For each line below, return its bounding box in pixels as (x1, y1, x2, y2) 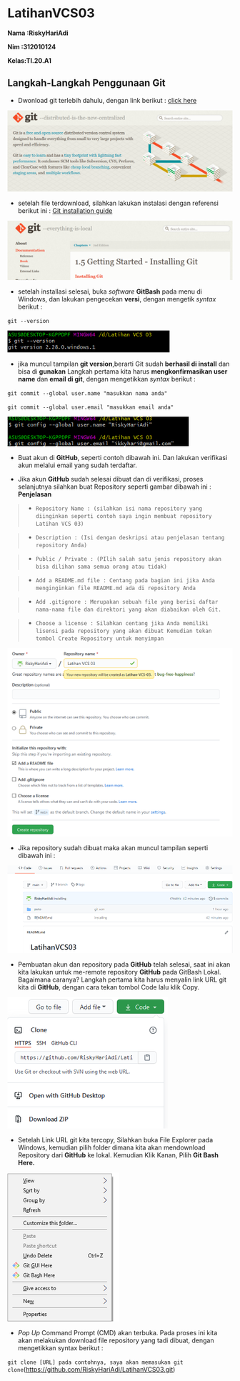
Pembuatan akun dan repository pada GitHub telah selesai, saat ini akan (17, 960, 231, 969)
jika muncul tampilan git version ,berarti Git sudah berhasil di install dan (17, 359, 230, 369)
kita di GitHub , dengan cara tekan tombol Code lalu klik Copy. (17, 983, 200, 992)
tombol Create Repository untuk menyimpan (35, 635, 164, 642)
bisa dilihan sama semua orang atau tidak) (35, 563, 168, 571)
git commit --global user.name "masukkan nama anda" (7, 390, 168, 397)
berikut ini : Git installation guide (17, 206, 113, 215)
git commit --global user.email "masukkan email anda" (7, 404, 174, 412)
